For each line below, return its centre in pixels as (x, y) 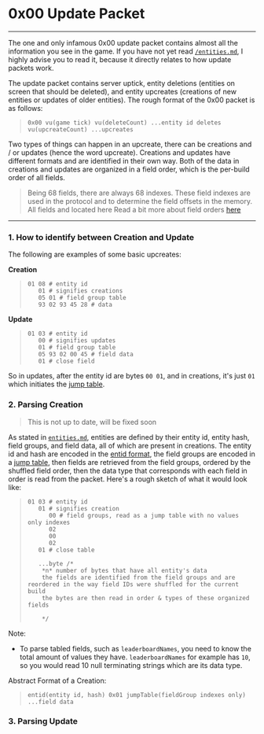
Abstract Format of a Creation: (57, 681)
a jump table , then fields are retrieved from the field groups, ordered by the (130, 462)
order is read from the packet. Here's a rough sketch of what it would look (128, 479)
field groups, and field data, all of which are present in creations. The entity (130, 445)
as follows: (26, 108)
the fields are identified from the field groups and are (139, 577)
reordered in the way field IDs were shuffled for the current (133, 584)
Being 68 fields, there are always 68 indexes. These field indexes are (139, 193)
